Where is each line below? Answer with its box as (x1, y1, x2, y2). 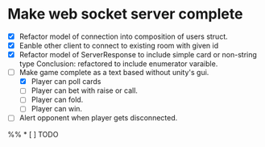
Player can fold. (31, 94, 84, 105)
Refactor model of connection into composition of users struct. (19, 31, 229, 41)
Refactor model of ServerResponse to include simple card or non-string (19, 50, 257, 60)
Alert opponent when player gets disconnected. (19, 113, 178, 123)
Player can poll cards (31, 77, 101, 86)
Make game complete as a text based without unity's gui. (19, 68, 209, 78)
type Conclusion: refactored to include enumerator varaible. (19, 59, 218, 69)
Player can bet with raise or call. (31, 86, 139, 95)
